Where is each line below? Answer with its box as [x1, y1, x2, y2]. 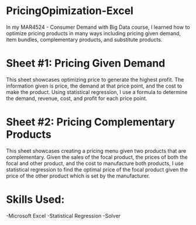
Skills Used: [6, 193, 65, 206]
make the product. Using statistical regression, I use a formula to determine [6, 88, 188, 95]
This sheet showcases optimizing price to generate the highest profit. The [6, 76, 184, 83]
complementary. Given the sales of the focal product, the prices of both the [6, 153, 188, 160]
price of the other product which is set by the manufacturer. [6, 172, 150, 179]
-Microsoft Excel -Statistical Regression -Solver [6, 212, 121, 219]
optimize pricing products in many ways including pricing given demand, [6, 29, 181, 36]
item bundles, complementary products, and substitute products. [6, 36, 163, 43]
